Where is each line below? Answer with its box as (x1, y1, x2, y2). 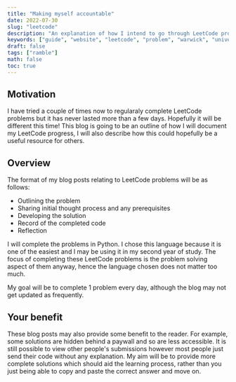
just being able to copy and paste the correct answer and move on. (7, 367, 202, 376)
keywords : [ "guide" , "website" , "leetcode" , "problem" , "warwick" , (7, 36, 209, 43)
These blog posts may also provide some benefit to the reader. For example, (7, 330, 228, 339)
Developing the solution (17, 212, 86, 220)
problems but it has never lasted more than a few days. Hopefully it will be (7, 114, 222, 123)
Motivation (7, 88, 56, 100)
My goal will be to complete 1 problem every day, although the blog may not (7, 283, 227, 292)
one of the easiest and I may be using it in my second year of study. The (7, 247, 216, 256)
